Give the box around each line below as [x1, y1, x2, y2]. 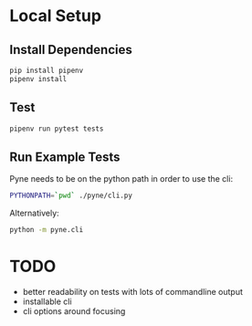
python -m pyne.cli [9, 226, 84, 235]
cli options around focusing [22, 305, 126, 316]
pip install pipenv [9, 66, 84, 75]
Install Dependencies [9, 42, 132, 58]
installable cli [22, 296, 72, 307]
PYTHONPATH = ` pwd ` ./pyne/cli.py [9, 191, 132, 201]
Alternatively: [9, 207, 59, 219]
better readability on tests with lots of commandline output [22, 286, 244, 297]
